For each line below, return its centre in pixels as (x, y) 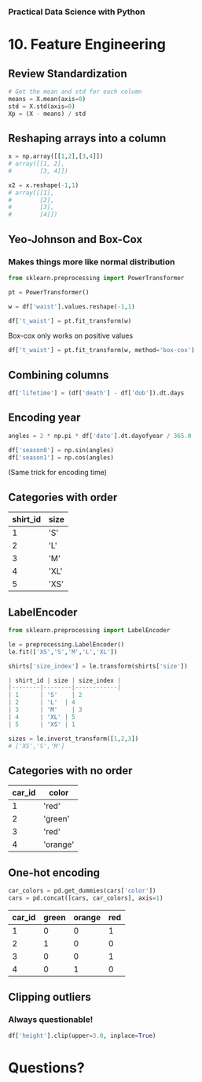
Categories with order (63, 497)
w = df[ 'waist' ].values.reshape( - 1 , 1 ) (72, 306)
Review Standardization (68, 73)
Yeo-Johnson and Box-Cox (75, 239)
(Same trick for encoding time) (58, 473)
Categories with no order (70, 771)
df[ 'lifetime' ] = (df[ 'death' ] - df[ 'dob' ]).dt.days (96, 393)
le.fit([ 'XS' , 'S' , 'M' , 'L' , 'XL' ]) (63, 652)
